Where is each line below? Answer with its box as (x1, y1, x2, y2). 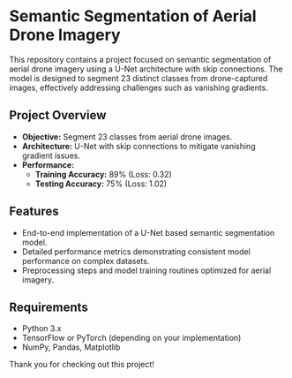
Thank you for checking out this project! (9, 359, 154, 370)
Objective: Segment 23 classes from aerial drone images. (21, 131, 233, 142)
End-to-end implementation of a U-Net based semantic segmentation (21, 227, 275, 238)
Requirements (9, 299, 88, 314)
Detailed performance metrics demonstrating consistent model (21, 246, 251, 257)
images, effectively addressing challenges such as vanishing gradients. (9, 82, 269, 93)
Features (9, 204, 59, 219)
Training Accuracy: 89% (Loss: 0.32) (34, 169, 172, 179)
